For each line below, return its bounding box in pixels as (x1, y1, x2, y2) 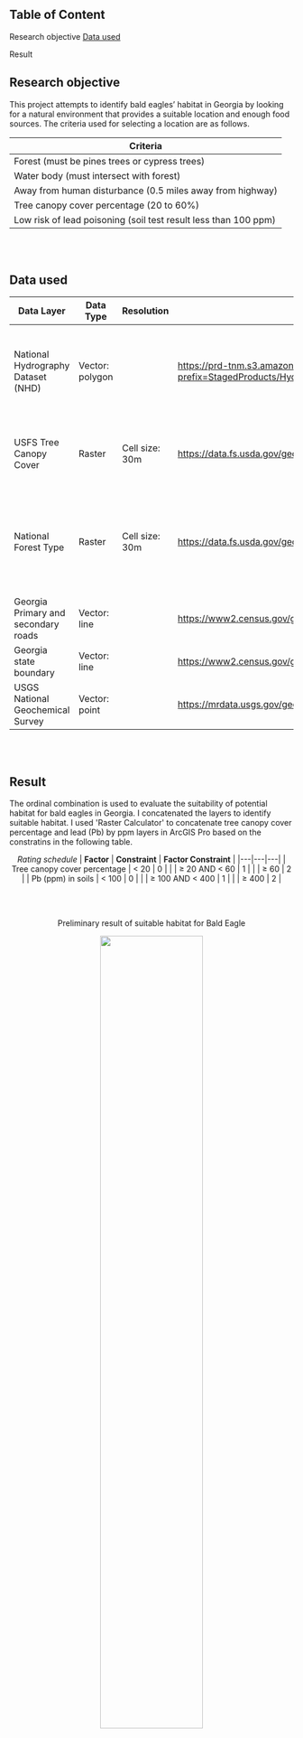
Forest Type (14, 541, 65, 554)
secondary (14, 618, 60, 631)
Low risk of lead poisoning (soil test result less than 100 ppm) (14, 213, 277, 226)
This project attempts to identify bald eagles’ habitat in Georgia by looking (9, 98, 284, 109)
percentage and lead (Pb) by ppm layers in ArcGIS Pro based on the (9, 827, 262, 838)
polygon (78, 370, 114, 383)
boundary (14, 667, 56, 679)
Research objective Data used (9, 31, 121, 42)
